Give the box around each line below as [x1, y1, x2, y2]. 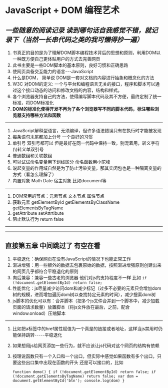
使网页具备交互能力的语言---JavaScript [12, 69, 93, 74]
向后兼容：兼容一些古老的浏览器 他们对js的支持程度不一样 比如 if [12, 274, 147, 280]
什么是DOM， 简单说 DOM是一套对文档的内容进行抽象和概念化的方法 [12, 75, 154, 81]
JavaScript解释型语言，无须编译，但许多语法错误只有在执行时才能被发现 [12, 128, 162, 133]
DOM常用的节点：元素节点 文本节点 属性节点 [12, 193, 105, 199]
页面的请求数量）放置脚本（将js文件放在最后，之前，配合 [12, 304, 130, 310]
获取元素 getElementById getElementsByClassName [12, 199, 120, 205]
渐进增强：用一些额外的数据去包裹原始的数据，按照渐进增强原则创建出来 [12, 262, 161, 268]
